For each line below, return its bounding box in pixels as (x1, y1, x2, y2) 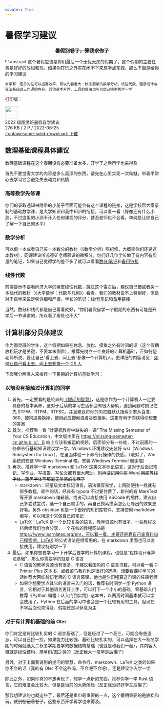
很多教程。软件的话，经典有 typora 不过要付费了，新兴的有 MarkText (19, 489, 158, 494)
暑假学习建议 (5, 30, 57, 41)
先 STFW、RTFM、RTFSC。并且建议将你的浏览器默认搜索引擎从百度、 (12, 409, 155, 415)
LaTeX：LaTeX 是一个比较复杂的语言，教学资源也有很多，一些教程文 (19, 519, 157, 525)
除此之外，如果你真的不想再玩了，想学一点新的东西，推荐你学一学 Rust (5, 676, 148, 682)
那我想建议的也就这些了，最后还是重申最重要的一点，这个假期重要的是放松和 (5, 692, 159, 698)
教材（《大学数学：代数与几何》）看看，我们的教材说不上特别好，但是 (21, 290, 159, 296)
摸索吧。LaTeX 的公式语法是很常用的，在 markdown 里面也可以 (23, 538, 151, 543)
